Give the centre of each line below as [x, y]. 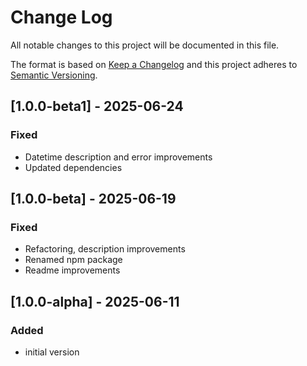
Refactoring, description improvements [105, 249]
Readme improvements [72, 270]
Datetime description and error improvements [118, 157]
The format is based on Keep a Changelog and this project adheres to [154, 64]
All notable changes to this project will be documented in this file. [145, 45]
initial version [52, 352]
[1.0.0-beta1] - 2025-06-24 [97, 106]
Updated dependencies [73, 167]
